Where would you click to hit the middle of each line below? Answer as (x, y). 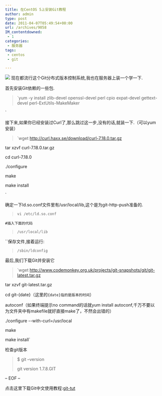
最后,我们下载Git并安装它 (30, 260)
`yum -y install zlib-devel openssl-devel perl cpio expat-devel (79, 98)
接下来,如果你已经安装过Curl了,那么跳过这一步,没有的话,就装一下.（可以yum (81, 122)
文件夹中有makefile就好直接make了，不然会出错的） (62, 311)
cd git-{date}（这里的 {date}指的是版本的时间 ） (49, 295)
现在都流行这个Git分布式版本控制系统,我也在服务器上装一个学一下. (77, 78)
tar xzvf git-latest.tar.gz (29, 285)
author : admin (19, 14)
